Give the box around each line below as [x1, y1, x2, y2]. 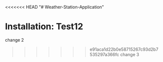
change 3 [120, 51, 140, 57]
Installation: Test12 [5, 21, 84, 32]
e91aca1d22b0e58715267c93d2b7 [90, 46, 159, 52]
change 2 [5, 37, 24, 43]
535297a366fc [90, 51, 119, 57]
